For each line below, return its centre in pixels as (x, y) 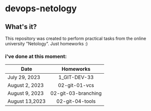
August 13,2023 (27, 101)
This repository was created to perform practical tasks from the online (76, 38)
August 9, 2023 (26, 93)
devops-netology (41, 9)
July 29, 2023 (24, 78)
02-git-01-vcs (76, 85)
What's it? (21, 27)
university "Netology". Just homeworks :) (46, 44)
